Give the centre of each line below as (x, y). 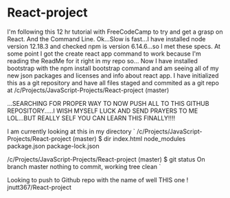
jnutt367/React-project (39, 187)
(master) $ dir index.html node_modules (129, 138)
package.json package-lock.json (53, 146)
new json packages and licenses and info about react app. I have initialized (113, 75)
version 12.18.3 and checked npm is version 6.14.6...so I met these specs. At (114, 46)
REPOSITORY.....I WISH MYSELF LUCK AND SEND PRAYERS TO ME (103, 111)
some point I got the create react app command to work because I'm (104, 54)
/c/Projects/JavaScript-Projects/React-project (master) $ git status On (106, 159)
